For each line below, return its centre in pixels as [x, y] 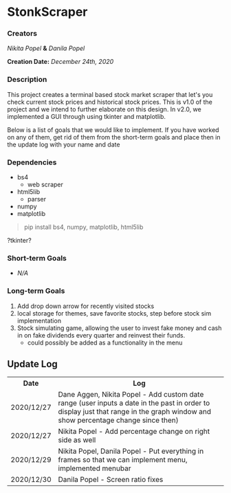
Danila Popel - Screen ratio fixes [111, 480]
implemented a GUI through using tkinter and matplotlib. [87, 116]
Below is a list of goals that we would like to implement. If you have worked [113, 130]
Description [27, 80]
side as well [77, 440]
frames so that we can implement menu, [123, 460]
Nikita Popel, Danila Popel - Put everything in [131, 451]
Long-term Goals [36, 291]
